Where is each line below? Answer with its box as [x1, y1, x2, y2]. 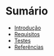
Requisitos [14, 30, 40, 37]
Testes [14, 37, 31, 44]
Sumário [5, 4, 48, 18]
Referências [14, 43, 44, 51]
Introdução [14, 24, 42, 31]
